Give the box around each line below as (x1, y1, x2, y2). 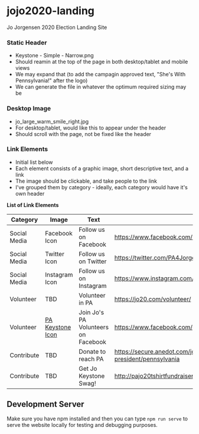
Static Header (6, 38, 47, 47)
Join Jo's (79, 308, 105, 316)
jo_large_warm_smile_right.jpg (15, 118, 89, 125)
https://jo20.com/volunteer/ (114, 294, 191, 303)
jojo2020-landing (6, 4, 95, 18)
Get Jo (79, 364, 97, 373)
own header (15, 190, 45, 197)
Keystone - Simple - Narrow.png (15, 52, 94, 59)
